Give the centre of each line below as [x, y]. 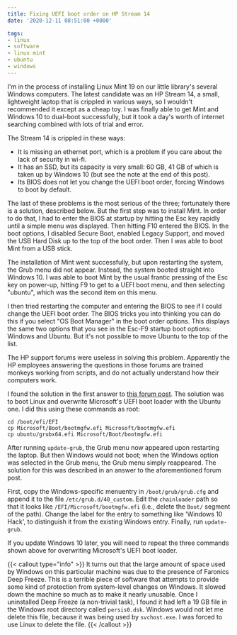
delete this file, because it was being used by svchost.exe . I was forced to [115, 617]
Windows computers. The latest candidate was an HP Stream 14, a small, [114, 94]
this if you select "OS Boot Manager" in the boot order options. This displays [118, 321]
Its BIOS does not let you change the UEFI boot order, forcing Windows [121, 182]
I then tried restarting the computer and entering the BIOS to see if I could [115, 306]
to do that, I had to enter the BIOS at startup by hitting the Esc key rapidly [114, 218]
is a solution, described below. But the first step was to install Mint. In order [117, 211]
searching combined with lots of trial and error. [76, 124]
